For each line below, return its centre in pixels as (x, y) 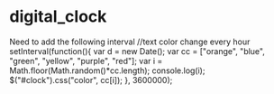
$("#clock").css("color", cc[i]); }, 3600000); (91, 80)
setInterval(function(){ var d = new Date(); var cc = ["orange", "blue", (137, 51)
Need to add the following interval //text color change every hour (130, 42)
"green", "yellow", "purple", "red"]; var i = (86, 61)
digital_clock (58, 17)
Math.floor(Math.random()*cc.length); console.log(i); (107, 70)
